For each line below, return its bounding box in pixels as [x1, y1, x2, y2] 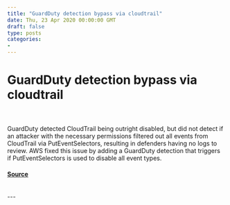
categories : [7, 36, 42, 43]
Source [7, 170, 29, 178]
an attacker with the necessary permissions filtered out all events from [7, 132, 209, 140]
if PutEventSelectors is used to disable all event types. [7, 154, 162, 162]
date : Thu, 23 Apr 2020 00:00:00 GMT [7, 17, 116, 24]
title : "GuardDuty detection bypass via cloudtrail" [7, 10, 163, 17]
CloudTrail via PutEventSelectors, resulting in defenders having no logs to [7, 139, 218, 148]
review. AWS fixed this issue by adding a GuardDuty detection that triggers [7, 146, 220, 154]
